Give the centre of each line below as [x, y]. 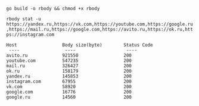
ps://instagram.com [30, 35]
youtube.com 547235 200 [69, 61]
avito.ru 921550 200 [69, 55]
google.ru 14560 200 [69, 97]
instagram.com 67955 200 [69, 82]
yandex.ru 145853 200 [69, 76]
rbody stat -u [24, 19]
